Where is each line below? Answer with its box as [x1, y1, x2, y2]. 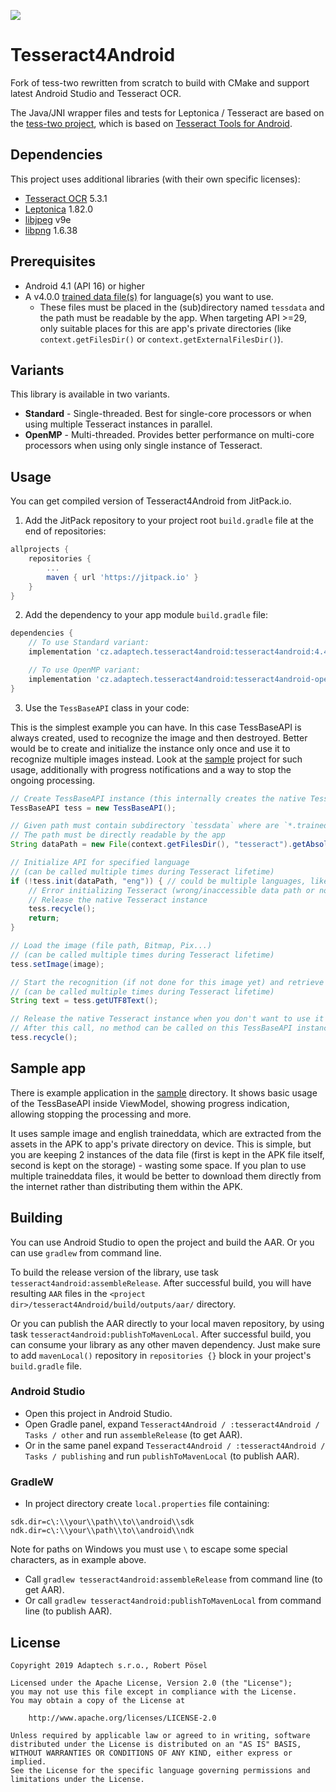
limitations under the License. [10, 1774, 145, 1784]
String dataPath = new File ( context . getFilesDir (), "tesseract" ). [10, 840, 293, 850]
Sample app [10, 1060, 87, 1077]
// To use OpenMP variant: [28, 665, 141, 675]
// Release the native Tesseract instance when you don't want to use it [10, 1014, 325, 1024]
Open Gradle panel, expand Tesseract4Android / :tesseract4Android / [24, 1418, 320, 1430]
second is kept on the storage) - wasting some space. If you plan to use [10, 1159, 307, 1171]
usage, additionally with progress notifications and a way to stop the [10, 763, 292, 775]
